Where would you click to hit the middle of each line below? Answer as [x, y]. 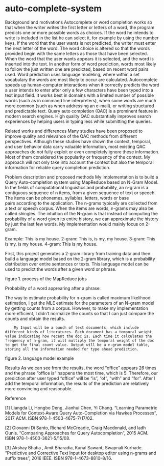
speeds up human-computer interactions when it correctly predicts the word [82, 85]
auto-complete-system [53, 9]
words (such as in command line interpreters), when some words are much [81, 100]
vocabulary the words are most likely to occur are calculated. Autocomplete [81, 80]
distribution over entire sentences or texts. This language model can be [77, 264]
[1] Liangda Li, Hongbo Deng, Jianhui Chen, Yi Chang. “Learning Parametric [81, 408]
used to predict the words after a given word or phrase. [61, 269]
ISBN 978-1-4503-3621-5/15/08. [38, 438]
